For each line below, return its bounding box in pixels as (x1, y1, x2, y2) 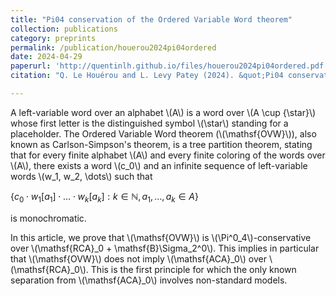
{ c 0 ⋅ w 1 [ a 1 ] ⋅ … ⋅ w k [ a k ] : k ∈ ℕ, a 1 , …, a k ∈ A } (10, 190, 199, 205)
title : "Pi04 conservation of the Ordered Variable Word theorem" (10, 14, 293, 25)
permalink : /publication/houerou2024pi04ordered (10, 42, 217, 53)
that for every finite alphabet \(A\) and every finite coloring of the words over (10, 149, 326, 161)
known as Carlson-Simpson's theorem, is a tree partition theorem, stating (10, 138, 313, 150)
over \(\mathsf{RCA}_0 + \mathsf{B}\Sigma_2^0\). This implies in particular (10, 242, 320, 254)
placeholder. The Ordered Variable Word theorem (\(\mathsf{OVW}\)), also (10, 127, 317, 140)
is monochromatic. (10, 212, 87, 224)
